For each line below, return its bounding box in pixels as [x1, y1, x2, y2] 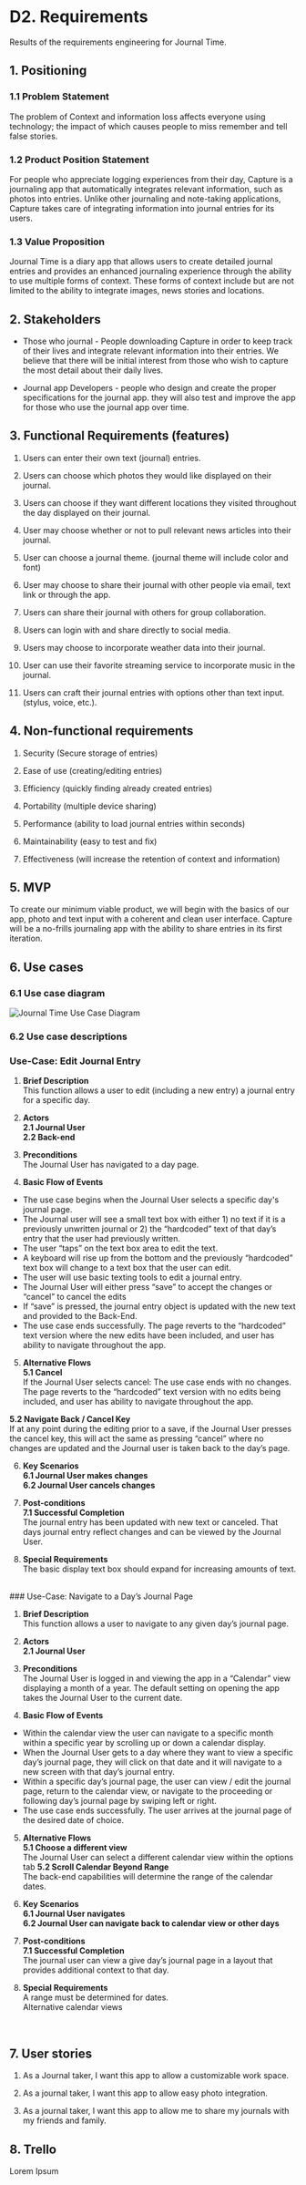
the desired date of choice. [22, 1815, 125, 1826]
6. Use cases [9, 959, 84, 974]
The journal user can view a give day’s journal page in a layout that [22, 1955, 273, 1966]
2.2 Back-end [22, 1132, 76, 1143]
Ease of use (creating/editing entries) [22, 765, 163, 776]
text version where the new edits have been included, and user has [22, 1330, 275, 1341]
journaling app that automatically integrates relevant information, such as [9, 183, 284, 194]
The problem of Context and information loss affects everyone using [9, 111, 266, 122]
